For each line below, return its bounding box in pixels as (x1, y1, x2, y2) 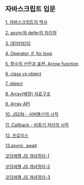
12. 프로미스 (5, 132, 29, 138)
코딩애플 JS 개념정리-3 (5, 174, 50, 180)
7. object (5, 80, 23, 86)
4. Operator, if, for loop (5, 50, 53, 56)
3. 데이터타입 (5, 40, 31, 46)
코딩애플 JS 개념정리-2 (5, 163, 50, 169)
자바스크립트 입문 (5, 5, 56, 14)
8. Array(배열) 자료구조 (5, 91, 51, 97)
